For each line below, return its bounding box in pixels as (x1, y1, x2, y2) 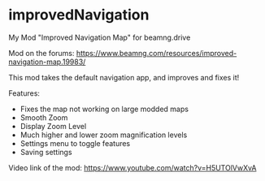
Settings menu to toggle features (20, 138, 131, 148)
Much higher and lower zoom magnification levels (20, 130, 188, 140)
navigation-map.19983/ (8, 57, 86, 67)
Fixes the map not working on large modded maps (20, 104, 189, 114)
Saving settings (20, 147, 72, 157)
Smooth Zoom (20, 112, 68, 123)
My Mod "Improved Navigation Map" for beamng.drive (8, 32, 191, 42)
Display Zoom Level (20, 121, 87, 131)
